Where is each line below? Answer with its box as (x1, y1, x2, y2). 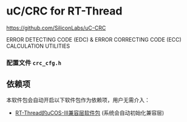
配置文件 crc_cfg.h (6, 59, 62, 67)
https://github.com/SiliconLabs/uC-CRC (6, 24, 106, 31)
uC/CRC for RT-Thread (6, 4, 123, 18)
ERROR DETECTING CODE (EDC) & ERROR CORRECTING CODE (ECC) (6, 36, 182, 43)
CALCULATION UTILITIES (6, 42, 70, 50)
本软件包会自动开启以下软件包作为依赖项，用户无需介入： (6, 96, 150, 103)
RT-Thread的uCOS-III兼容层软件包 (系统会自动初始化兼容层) (15, 109, 165, 116)
